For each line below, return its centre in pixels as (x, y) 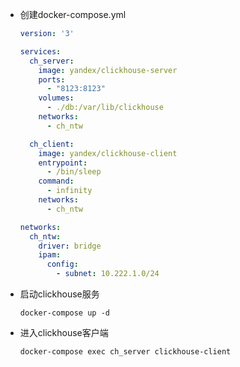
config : (62, 264)
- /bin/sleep (74, 172)
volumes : (56, 98)
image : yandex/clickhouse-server (108, 70)
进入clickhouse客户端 (64, 332)
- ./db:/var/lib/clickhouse (105, 108)
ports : (52, 79)
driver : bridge (70, 246)
